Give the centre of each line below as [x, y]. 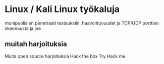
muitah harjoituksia [36, 44]
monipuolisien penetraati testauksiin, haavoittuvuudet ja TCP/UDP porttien [82, 23]
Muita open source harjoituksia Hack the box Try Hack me [65, 56]
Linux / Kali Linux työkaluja [62, 9]
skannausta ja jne [23, 28]
